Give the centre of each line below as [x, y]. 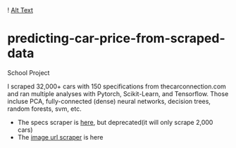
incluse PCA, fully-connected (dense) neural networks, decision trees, [109, 101]
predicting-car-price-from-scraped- [116, 39]
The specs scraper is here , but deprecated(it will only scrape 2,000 [115, 122]
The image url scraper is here [60, 137]
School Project [29, 72]
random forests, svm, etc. [45, 109]
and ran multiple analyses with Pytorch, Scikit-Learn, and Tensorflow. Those [118, 93]
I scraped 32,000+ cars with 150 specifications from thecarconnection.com [117, 86]
